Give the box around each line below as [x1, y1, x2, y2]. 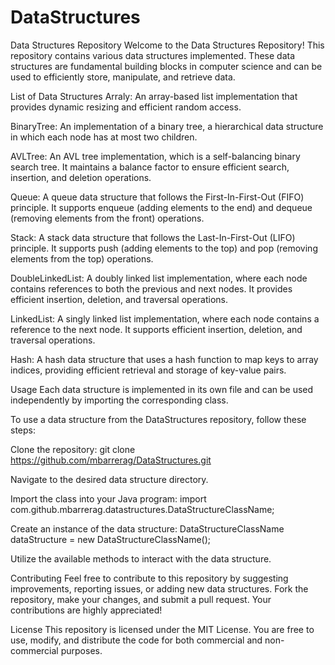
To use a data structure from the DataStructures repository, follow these [10, 413, 307, 425]
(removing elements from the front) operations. [10, 212, 205, 224]
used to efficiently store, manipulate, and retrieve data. [10, 71, 236, 83]
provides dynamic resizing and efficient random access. [10, 101, 242, 113]
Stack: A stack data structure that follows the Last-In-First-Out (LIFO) [10, 231, 296, 243]
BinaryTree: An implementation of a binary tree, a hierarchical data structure [10, 120, 324, 132]
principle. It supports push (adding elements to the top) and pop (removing [10, 242, 318, 254]
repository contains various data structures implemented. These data [10, 49, 296, 61]
